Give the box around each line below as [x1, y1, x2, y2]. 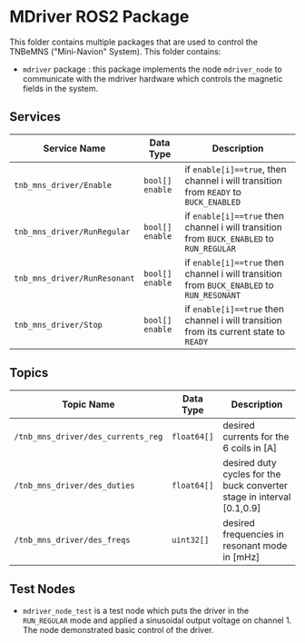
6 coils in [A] [221, 441, 278, 454]
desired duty [221, 456, 277, 469]
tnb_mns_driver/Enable [14, 180, 112, 190]
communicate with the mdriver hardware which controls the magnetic [22, 73, 283, 84]
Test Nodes [9, 581, 75, 597]
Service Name [43, 142, 106, 154]
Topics [9, 365, 49, 381]
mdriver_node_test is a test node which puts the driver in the [22, 606, 250, 617]
